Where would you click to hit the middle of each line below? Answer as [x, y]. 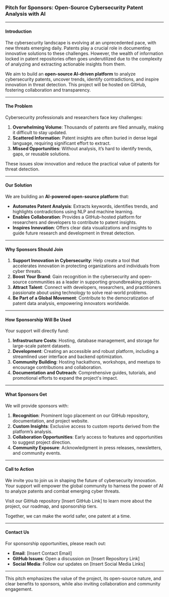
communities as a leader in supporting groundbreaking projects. [95, 282]
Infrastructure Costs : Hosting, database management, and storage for [86, 341]
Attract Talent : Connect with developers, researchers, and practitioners [87, 287]
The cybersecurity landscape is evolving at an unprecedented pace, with [81, 42]
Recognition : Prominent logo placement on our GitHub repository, [81, 415]
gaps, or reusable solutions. [41, 154]
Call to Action [20, 469]
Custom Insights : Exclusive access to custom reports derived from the [86, 426]
